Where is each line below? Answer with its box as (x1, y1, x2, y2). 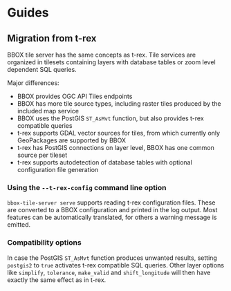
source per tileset (17, 151, 68, 159)
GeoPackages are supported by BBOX (17, 136, 127, 144)
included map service (17, 107, 80, 115)
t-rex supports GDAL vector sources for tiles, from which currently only (17, 129, 220, 137)
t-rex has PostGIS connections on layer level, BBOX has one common (17, 144, 214, 151)
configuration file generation (17, 166, 99, 173)
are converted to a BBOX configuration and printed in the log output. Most (7, 206, 218, 214)
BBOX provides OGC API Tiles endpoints (17, 92, 133, 100)
